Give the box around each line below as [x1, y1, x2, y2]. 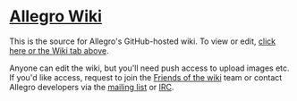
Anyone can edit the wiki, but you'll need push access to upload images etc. [9, 63, 290, 73]
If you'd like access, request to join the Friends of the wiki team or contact [9, 72, 283, 82]
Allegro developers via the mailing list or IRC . [9, 81, 174, 92]
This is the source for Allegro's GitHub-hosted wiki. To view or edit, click [9, 36, 276, 46]
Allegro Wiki [9, 6, 103, 27]
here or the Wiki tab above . [9, 45, 109, 55]
